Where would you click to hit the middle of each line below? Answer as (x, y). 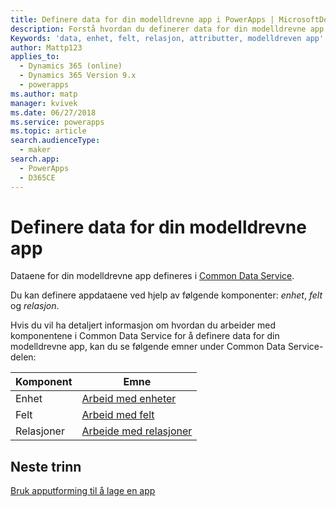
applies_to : (35, 57)
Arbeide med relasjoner (137, 431)
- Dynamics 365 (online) (71, 66)
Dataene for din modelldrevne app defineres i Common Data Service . (152, 276)
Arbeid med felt (118, 415)
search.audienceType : (55, 141)
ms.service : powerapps (57, 122)
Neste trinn (46, 466)
